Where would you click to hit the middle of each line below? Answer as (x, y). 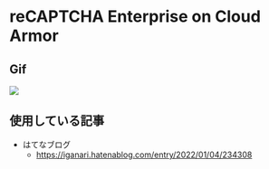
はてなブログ (46, 144)
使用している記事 (57, 121)
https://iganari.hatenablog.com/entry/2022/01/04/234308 (144, 155)
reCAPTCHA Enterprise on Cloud (135, 17)
